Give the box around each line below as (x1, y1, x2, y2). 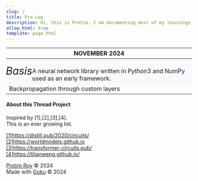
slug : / (6, 8, 25, 15)
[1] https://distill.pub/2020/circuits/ (6, 131, 90, 139)
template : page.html (6, 31, 57, 37)
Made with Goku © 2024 (6, 168, 67, 175)
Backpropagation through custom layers (9, 84, 120, 93)
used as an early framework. (32, 74, 111, 83)
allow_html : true (6, 25, 49, 31)
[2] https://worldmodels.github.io (6, 138, 85, 145)
